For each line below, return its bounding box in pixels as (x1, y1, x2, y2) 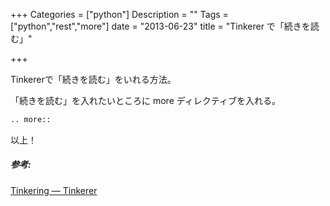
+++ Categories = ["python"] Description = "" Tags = (10, 9, 229, 20)
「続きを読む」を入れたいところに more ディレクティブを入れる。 (10, 95, 281, 106)
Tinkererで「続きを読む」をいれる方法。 (10, 74, 177, 85)
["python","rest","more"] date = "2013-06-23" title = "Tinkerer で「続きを (10, 20, 311, 32)
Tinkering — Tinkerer (10, 184, 98, 196)
